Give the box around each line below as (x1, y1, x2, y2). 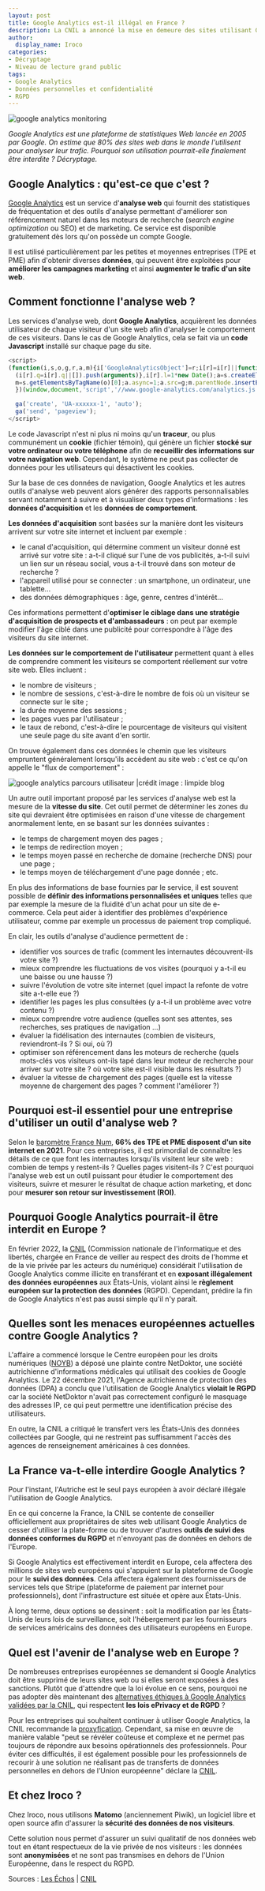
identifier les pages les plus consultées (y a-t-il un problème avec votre (19, 996, 252, 1007)
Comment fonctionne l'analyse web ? (8, 295, 196, 309)
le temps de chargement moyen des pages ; (19, 834, 163, 843)
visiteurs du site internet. (8, 632, 89, 642)
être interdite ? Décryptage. (8, 155, 98, 164)
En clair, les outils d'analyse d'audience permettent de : (8, 931, 188, 940)
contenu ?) (19, 1005, 55, 1015)
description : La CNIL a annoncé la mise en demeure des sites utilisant (8, 26, 252, 34)
